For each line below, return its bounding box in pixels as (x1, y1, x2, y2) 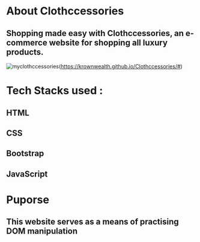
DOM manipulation (6, 226, 78, 237)
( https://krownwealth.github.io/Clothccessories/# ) (58, 63, 183, 70)
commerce (6, 37, 47, 47)
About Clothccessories (6, 4, 124, 18)
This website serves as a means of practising (6, 217, 179, 227)
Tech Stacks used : (6, 84, 103, 97)
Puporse (6, 193, 50, 207)
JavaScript (6, 169, 48, 179)
